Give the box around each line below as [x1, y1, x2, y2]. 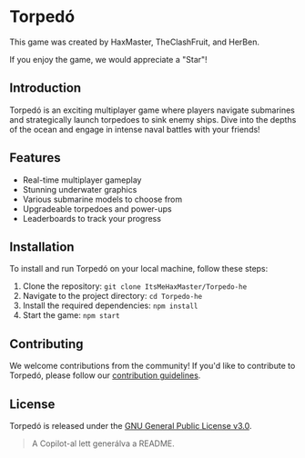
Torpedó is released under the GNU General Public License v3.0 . [9, 421, 252, 431]
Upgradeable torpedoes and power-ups [22, 203, 172, 214]
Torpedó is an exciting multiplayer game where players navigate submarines [9, 105, 296, 115]
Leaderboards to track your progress [22, 213, 162, 224]
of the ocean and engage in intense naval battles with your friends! [9, 124, 261, 134]
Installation [9, 239, 75, 254]
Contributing [9, 336, 84, 352]
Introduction [9, 80, 82, 96]
